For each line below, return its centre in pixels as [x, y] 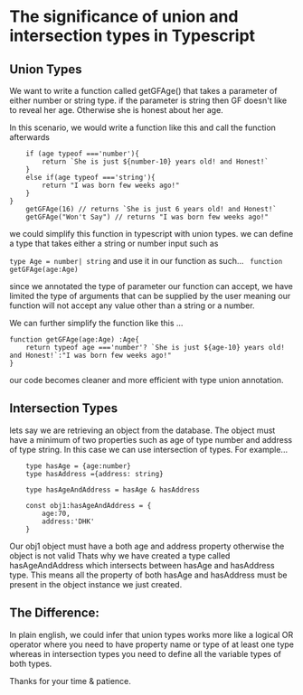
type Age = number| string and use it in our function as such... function [146, 261]
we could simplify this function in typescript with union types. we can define [151, 234]
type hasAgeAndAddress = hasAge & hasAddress [113, 490]
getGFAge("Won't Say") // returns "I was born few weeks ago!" [147, 217]
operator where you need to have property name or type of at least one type [152, 644]
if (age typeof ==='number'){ [83, 154]
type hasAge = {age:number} [78, 466]
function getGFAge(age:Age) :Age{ [75, 340]
